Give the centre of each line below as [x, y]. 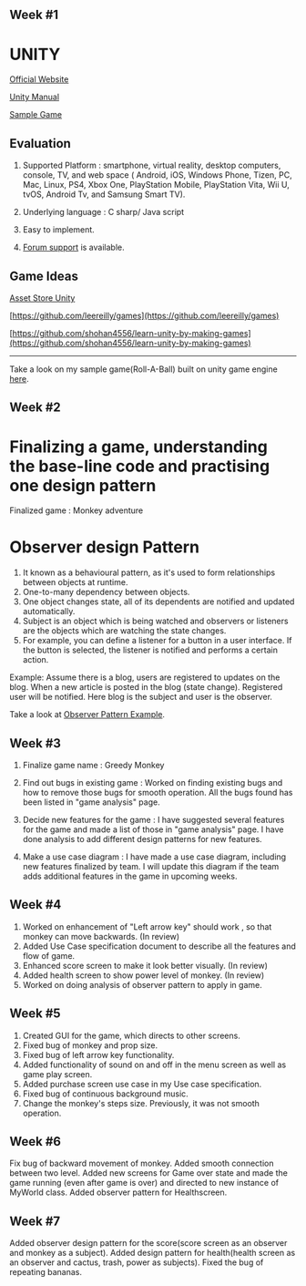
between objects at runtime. [75, 582]
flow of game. [49, 955]
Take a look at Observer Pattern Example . [87, 715]
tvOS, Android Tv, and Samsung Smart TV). [104, 194]
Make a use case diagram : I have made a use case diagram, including [154, 857]
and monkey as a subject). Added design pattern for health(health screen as [153, 1253]
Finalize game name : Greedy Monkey [93, 766]
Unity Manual [35, 97]
